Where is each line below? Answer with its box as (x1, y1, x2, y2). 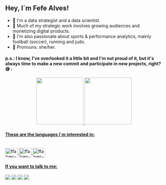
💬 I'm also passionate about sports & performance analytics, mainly (12, 33, 151, 39)
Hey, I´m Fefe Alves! (5, 4, 69, 13)
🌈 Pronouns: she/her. (12, 44, 56, 50)
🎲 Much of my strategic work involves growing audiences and (12, 23, 140, 29)
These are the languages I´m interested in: (5, 131, 95, 137)
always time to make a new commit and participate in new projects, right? (5, 61, 161, 67)
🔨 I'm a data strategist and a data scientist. (12, 17, 100, 23)
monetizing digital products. (12, 28, 70, 34)
